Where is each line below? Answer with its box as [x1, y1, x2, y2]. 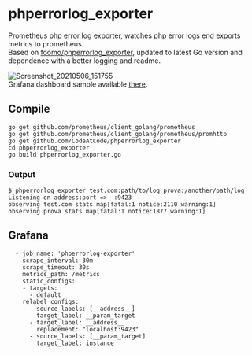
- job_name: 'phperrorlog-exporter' [15, 250, 135, 257]
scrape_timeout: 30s [22, 263, 90, 272]
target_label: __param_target [36, 312, 135, 320]
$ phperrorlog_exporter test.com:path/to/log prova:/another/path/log [8, 187, 245, 195]
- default [28, 290, 61, 299]
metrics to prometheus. [8, 39, 84, 48]
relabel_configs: [22, 298, 80, 305]
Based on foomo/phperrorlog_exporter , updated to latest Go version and [8, 47, 243, 57]
